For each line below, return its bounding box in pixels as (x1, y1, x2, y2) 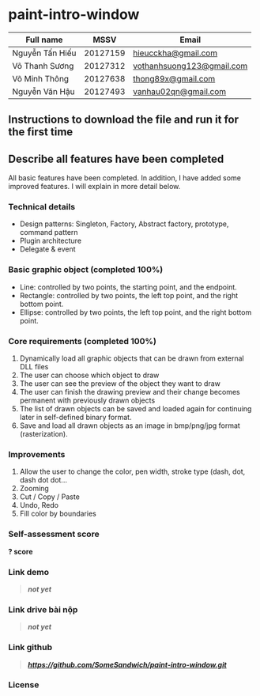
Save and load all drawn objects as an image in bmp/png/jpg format (19, 421, 241, 430)
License (8, 679, 40, 690)
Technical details (8, 202, 76, 213)
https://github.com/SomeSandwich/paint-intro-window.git (27, 660, 227, 669)
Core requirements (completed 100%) (8, 335, 156, 346)
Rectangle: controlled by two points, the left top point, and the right (19, 290, 239, 300)
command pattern (19, 228, 78, 237)
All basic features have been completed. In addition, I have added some (8, 173, 241, 183)
